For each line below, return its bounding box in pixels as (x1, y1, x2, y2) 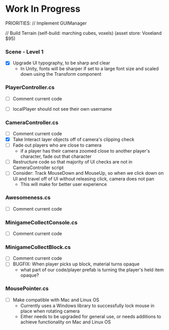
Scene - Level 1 (5, 48, 44, 55)
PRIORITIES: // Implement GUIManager (5, 20, 87, 26)
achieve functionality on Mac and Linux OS (20, 319, 111, 325)
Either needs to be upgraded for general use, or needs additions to (20, 313, 161, 319)
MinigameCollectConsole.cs (5, 219, 78, 226)
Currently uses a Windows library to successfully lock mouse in (20, 302, 155, 308)
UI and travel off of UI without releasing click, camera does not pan (12, 176, 155, 182)
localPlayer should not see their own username (12, 106, 112, 112)
